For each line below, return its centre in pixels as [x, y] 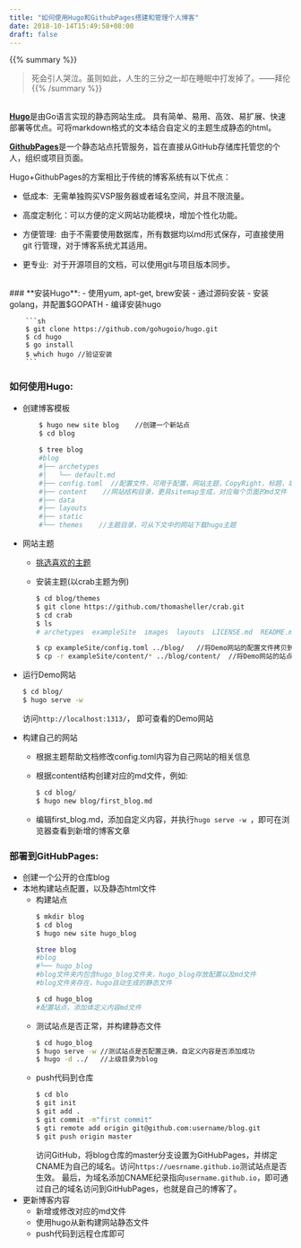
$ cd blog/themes [68, 599]
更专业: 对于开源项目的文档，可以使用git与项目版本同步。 [129, 265]
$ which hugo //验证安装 [69, 355]
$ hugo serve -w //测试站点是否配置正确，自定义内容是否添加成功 [145, 1051]
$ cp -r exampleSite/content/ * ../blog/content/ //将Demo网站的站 [161, 656]
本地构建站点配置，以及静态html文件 [89, 888]
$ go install [50, 345]
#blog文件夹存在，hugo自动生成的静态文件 [104, 983]
